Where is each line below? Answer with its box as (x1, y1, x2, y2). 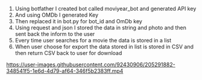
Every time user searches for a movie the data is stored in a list (14, 37, 172, 44)
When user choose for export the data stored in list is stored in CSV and (14, 43, 194, 50)
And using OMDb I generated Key (14, 11, 98, 19)
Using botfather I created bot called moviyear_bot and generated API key (14, 5, 197, 12)
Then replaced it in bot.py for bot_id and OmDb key (14, 18, 143, 24)
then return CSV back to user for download (14, 50, 122, 56)
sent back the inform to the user (14, 30, 95, 38)
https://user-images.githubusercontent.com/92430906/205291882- (6, 61, 176, 68)
